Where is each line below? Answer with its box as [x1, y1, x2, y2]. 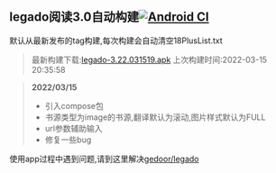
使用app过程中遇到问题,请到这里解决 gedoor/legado [9, 153, 199, 164]
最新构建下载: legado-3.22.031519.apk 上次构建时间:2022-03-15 [31, 54, 268, 65]
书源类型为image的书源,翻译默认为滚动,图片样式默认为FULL [44, 112, 266, 123]
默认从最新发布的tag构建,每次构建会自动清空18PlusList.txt [9, 35, 223, 46]
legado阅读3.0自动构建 [9, 9, 140, 25]
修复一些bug [44, 134, 92, 145]
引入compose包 [44, 100, 104, 111]
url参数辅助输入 [44, 123, 103, 133]
